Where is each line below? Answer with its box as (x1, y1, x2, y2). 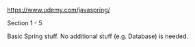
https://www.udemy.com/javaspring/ (7, 6, 111, 14)
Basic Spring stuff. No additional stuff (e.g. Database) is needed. (7, 32, 189, 40)
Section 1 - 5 (7, 19, 43, 27)
